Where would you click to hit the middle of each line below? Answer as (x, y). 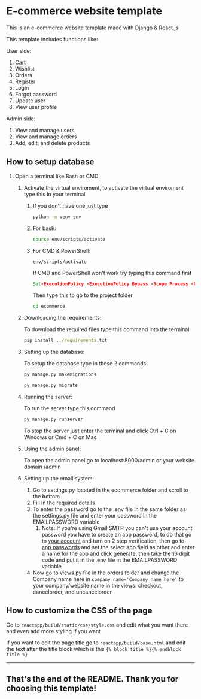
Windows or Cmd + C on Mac (60, 437)
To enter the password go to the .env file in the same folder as (109, 509)
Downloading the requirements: (63, 318)
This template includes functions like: (52, 39)
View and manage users (45, 130)
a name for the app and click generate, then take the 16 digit (116, 553)
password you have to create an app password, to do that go (117, 534)
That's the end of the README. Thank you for (92, 679)
